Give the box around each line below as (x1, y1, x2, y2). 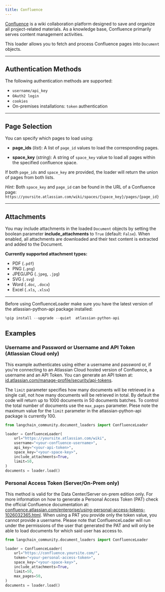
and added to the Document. (5, 241, 63, 247)
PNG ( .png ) (12, 266, 35, 272)
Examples (5, 329, 36, 338)
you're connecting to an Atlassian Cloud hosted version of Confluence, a (5, 367, 152, 372)
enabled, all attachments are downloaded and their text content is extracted (5, 236, 159, 242)
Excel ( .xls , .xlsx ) (12, 287, 50, 293)
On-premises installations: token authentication (12, 103, 108, 109)
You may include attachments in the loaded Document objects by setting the (5, 225, 156, 232)
